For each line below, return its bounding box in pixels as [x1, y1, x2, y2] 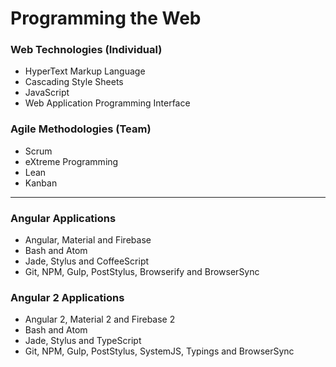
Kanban [24, 177, 58, 189]
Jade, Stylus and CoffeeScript [24, 255, 150, 267]
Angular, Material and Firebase [24, 234, 152, 246]
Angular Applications [10, 211, 117, 225]
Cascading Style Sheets [24, 76, 124, 88]
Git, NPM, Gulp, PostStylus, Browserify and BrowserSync [24, 266, 260, 278]
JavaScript [24, 87, 70, 99]
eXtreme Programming [24, 155, 119, 167]
